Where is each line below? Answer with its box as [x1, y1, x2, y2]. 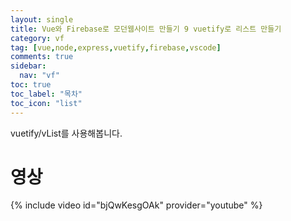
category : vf [10, 33, 65, 43]
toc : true [10, 80, 52, 90]
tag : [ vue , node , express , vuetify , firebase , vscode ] [10, 42, 222, 53]
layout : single [10, 14, 74, 25]
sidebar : [10, 61, 47, 71]
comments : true [10, 52, 74, 62]
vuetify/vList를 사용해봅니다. [10, 127, 123, 139]
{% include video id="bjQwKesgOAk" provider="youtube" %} [10, 199, 263, 211]
